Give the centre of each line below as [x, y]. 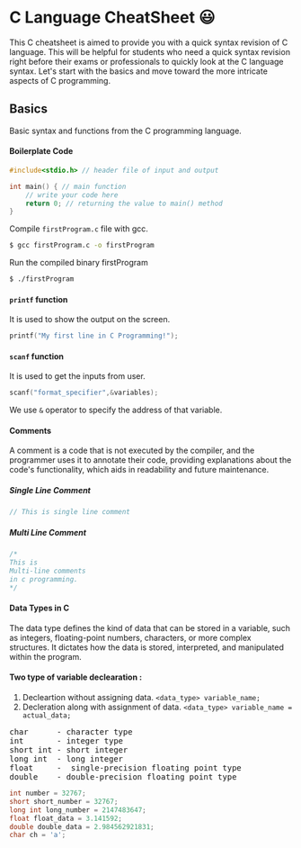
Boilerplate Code [41, 151]
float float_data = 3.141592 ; [66, 818]
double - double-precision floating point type [123, 777]
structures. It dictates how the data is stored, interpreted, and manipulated [147, 647]
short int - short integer [69, 750]
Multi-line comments [48, 571]
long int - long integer [66, 759]
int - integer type [66, 741]
